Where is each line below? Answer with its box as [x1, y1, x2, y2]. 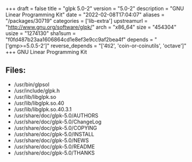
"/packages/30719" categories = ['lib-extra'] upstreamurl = [5, 18, 148, 24]
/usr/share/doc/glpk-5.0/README [13, 143, 95, 150]
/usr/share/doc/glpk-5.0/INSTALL [13, 130, 95, 137]
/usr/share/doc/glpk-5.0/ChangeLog [13, 118, 102, 125]
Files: [5, 66, 26, 75]
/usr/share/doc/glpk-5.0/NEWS [13, 137, 89, 144]
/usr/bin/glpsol [13, 81, 50, 88]
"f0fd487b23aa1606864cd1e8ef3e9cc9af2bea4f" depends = [5, 36, 153, 43]
